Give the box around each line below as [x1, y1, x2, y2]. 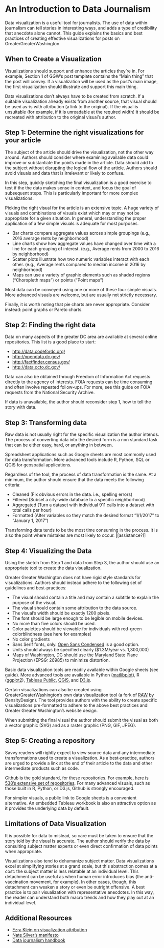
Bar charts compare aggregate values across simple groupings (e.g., [12, 230, 151, 236]
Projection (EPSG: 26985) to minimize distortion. [12, 657, 110, 663]
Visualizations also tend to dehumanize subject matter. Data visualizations [5, 857, 154, 864]
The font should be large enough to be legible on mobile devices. [12, 615, 144, 621]
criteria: [5, 482, 21, 488]
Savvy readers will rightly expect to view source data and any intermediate [5, 749, 156, 756]
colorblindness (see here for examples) [12, 631, 92, 637]
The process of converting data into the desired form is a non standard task [5, 437, 158, 443]
